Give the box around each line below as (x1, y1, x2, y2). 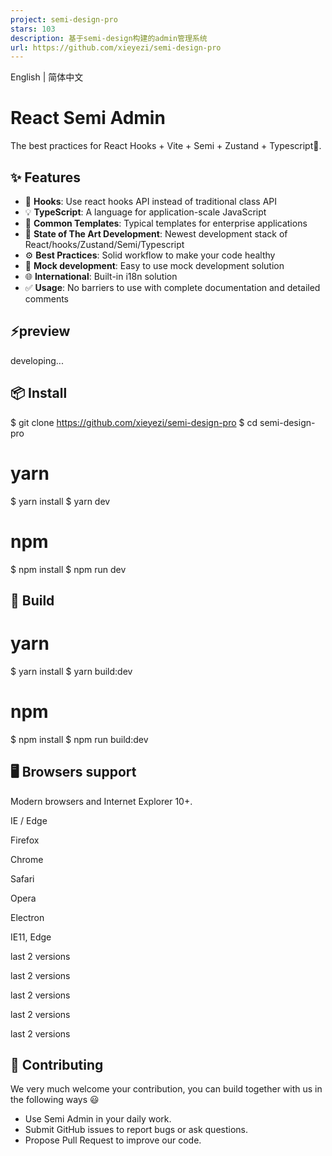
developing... (10, 354, 64, 366)
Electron (10, 911, 45, 923)
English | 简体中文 (10, 71, 84, 83)
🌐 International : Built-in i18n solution (24, 271, 178, 282)
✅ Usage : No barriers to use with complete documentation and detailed (24, 282, 321, 293)
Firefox (10, 834, 40, 846)
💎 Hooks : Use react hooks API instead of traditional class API (24, 196, 277, 207)
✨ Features (10, 169, 81, 186)
